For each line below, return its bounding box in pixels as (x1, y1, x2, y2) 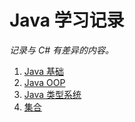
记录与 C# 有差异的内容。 (9, 44, 114, 56)
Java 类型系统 (23, 88, 82, 100)
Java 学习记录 (9, 9, 125, 32)
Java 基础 (23, 65, 65, 77)
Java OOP (23, 76, 66, 88)
